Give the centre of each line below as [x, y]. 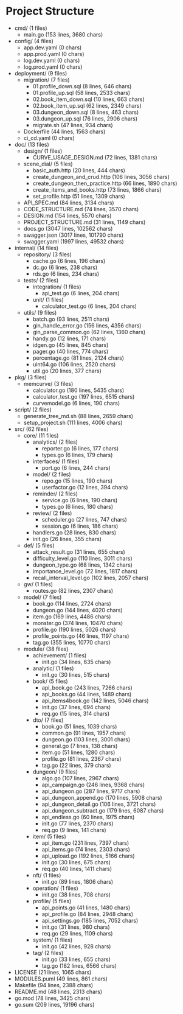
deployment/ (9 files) [41, 73]
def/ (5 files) [39, 545]
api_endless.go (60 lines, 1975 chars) [88, 817]
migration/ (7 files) [47, 80]
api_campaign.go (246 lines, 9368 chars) [93, 785]
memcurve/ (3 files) [48, 383]
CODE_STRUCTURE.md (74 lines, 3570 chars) [81, 209]
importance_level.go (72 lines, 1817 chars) [85, 571]
